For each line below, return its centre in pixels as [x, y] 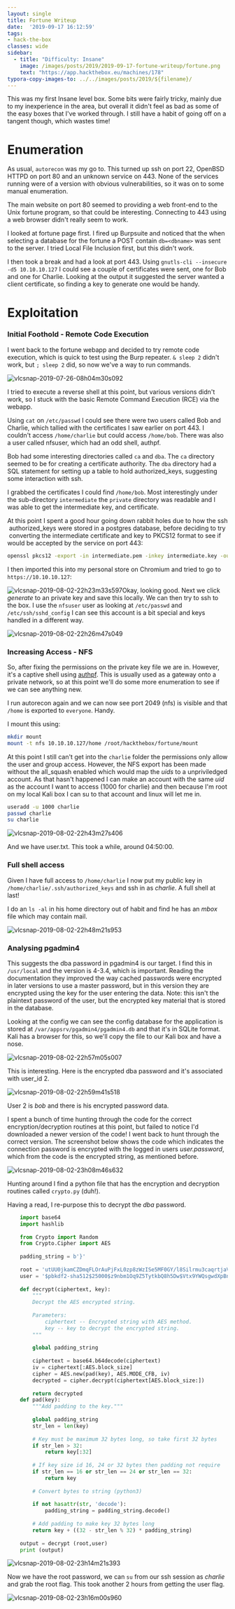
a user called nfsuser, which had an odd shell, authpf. [84, 442]
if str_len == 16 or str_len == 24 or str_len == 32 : [112, 1472]
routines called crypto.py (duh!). [54, 1191]
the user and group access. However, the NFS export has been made [107, 764]
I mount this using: [34, 724]
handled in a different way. [45, 620]
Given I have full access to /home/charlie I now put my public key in [105, 880]
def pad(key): [40, 1400]
